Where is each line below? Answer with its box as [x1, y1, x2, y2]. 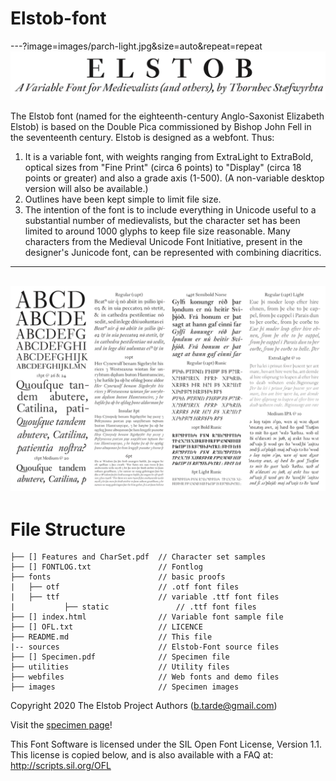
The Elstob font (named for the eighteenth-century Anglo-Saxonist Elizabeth [10, 110, 325, 122]
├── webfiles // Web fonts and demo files [10, 672, 280, 682]
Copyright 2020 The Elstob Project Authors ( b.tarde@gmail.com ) [10, 700, 278, 712]
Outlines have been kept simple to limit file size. [24, 193, 222, 206]
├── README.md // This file [10, 632, 213, 642]
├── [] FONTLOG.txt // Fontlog [10, 562, 203, 572]
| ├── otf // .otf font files [10, 582, 240, 592]
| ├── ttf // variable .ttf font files [10, 592, 280, 602]
